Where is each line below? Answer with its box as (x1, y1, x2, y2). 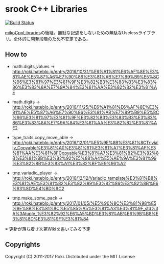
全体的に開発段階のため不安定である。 (13, 36, 91, 42)
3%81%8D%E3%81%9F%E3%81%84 (12, 216, 89, 221)
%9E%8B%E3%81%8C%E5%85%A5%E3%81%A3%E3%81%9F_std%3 (12, 205, 158, 211)
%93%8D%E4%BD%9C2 (12, 185, 65, 192)
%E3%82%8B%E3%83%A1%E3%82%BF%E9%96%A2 (12, 160, 126, 166)
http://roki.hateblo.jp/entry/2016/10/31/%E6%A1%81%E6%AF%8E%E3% (12, 69, 159, 74)
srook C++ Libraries (5, 3, 88, 15)
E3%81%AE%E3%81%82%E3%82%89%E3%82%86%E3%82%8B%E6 (12, 180, 159, 186)
